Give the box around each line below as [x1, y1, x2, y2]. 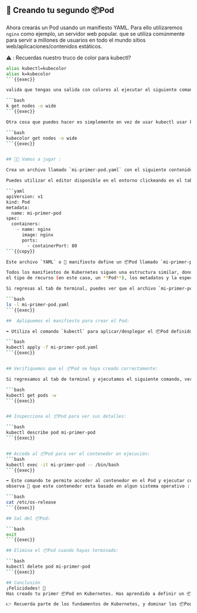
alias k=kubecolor [6, 71, 51, 77]
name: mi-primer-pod [11, 210, 62, 216]
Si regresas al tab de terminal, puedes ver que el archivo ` [6, 286, 161, 292]
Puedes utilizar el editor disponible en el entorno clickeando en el [6, 177, 182, 184]
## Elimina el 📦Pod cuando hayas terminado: [6, 548, 119, 554]
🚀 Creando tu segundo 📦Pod [6, 5, 114, 15]
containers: [11, 221, 41, 227]
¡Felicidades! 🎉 [6, 585, 46, 591]
